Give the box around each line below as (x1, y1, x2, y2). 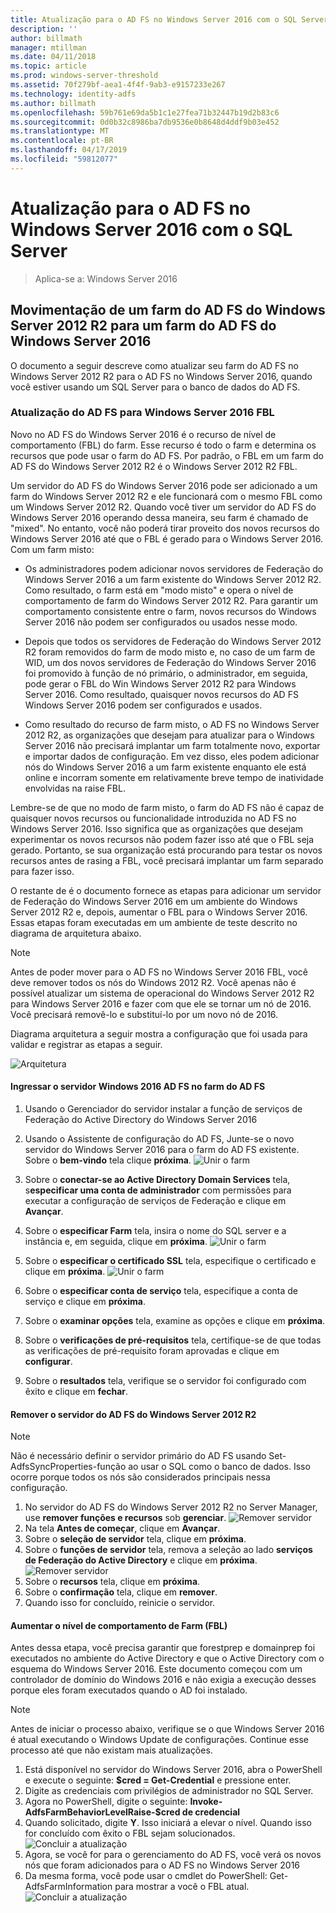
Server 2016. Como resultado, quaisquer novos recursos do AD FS (24, 688, 299, 700)
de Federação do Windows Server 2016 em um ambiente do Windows (10, 895, 298, 907)
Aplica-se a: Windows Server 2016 (34, 272, 178, 285)
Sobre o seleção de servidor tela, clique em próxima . (24, 1533, 247, 1545)
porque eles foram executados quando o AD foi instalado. (10, 1684, 248, 1696)
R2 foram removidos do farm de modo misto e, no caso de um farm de (24, 646, 316, 658)
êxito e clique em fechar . (24, 1386, 129, 1397)
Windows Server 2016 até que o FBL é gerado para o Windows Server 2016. (10, 532, 323, 545)
